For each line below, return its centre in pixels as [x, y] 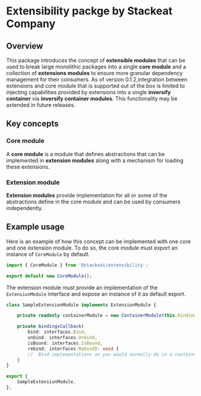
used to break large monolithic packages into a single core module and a [96, 67]
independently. [25, 208]
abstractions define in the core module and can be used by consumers [93, 202]
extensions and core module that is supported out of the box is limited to [96, 86]
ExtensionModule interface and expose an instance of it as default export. [96, 294]
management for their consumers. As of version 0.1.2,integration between [97, 79]
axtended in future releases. [41, 105]
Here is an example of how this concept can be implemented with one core [99, 241]
